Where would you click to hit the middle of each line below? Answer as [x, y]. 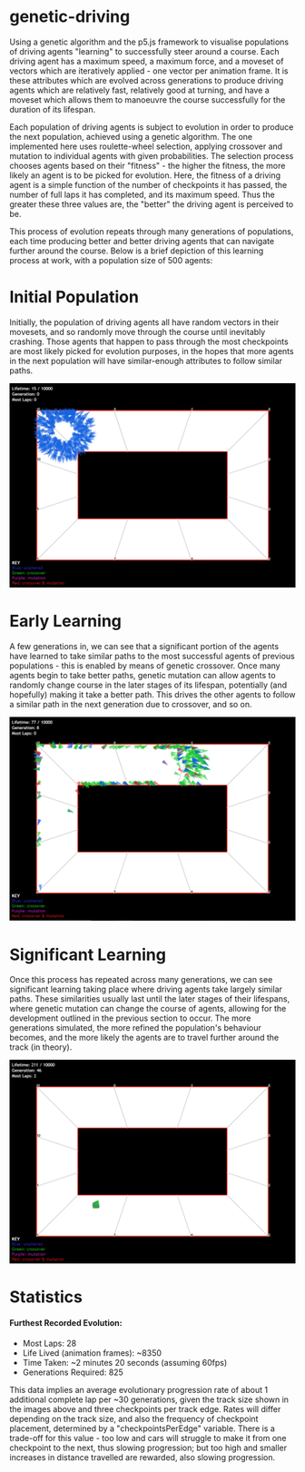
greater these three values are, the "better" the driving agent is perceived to [152, 204]
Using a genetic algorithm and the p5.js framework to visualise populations [149, 42]
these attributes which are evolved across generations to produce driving [147, 80]
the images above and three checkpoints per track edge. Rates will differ [145, 1408]
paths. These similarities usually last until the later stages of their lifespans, [150, 999]
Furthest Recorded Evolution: [66, 1322]
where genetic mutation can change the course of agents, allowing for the [148, 1009]
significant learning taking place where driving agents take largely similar [146, 989]
